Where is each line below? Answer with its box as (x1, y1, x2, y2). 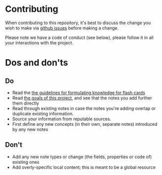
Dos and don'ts (5, 57, 68, 69)
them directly (12, 100, 39, 106)
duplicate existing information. (12, 110, 74, 116)
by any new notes (12, 126, 48, 132)
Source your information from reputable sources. (12, 116, 111, 122)
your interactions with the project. (5, 39, 74, 45)
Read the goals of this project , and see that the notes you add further (12, 95, 152, 101)
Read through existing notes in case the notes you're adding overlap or (12, 105, 156, 111)
